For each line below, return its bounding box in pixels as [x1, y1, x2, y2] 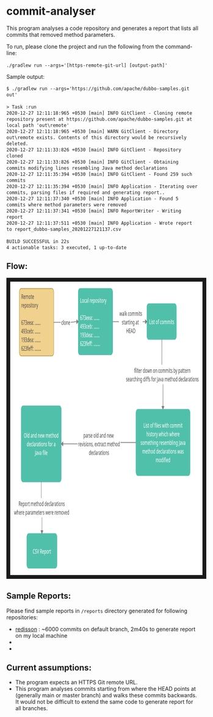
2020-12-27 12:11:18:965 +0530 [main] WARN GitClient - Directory [6, 128, 179, 134]
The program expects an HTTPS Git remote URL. [15, 678, 138, 686]
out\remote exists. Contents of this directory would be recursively [6, 134, 187, 141]
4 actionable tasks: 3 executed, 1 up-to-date [6, 245, 127, 251]
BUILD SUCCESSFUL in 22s [6, 238, 70, 245]
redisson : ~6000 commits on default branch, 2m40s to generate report [15, 625, 196, 633]
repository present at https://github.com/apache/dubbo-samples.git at [6, 116, 192, 122]
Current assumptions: [6, 662, 92, 673]
